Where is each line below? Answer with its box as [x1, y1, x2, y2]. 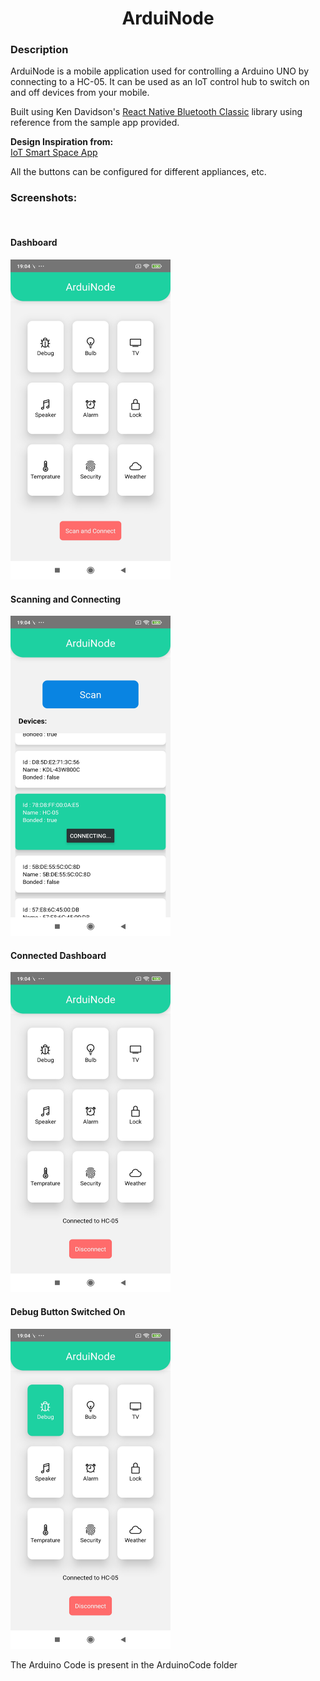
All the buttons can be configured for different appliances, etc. [10, 166, 267, 178]
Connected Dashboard [10, 949, 107, 961]
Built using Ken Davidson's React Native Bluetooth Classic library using [10, 106, 303, 118]
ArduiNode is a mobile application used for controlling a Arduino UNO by [10, 65, 310, 77]
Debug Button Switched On [10, 1305, 126, 1317]
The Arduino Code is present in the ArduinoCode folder [10, 1658, 238, 1671]
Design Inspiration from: [10, 136, 114, 148]
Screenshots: [10, 191, 78, 205]
